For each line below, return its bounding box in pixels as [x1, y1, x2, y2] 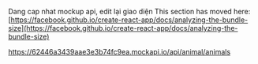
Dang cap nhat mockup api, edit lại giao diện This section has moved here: [8, 7, 251, 16]
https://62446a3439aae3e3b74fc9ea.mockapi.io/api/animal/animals [8, 47, 231, 56]
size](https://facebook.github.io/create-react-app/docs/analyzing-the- [8, 24, 238, 32]
